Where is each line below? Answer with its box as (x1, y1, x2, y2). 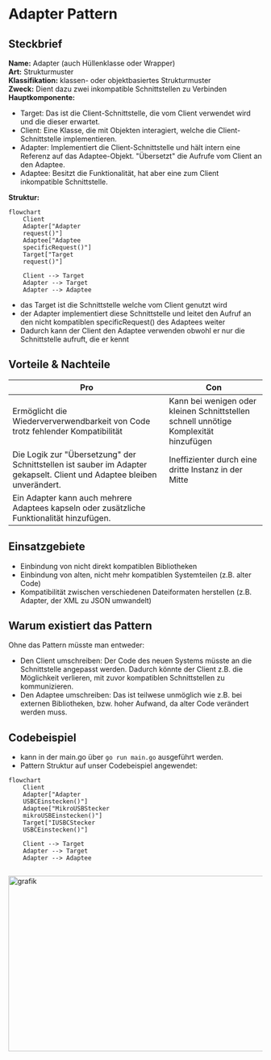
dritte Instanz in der (169, 463, 244, 475)
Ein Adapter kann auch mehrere (12, 492, 132, 503)
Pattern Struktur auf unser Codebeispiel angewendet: (19, 760, 198, 771)
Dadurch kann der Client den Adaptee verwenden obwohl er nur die (19, 326, 246, 335)
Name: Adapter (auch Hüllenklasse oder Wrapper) (8, 58, 176, 68)
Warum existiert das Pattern (8, 619, 152, 633)
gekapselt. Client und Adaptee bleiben (12, 469, 157, 480)
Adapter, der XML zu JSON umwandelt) (19, 595, 152, 605)
